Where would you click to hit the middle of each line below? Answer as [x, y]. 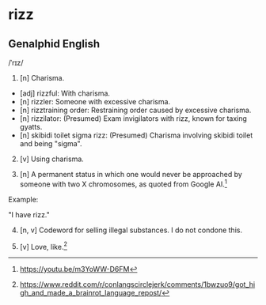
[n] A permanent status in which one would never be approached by [131, 174]
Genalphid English [54, 44]
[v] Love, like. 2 [44, 246]
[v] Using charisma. [52, 159]
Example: [23, 199]
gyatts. [31, 127]
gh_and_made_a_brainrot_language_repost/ [91, 293]
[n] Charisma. [42, 78]
